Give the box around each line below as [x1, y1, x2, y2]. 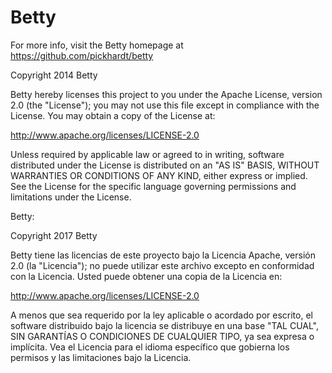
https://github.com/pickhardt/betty [10, 49, 154, 61]
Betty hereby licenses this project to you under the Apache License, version [10, 88, 323, 100]
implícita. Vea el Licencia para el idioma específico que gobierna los [10, 341, 290, 353]
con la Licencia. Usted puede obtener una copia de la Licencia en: [10, 270, 283, 282]
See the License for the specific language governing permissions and [10, 180, 297, 192]
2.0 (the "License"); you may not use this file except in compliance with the [10, 99, 320, 111]
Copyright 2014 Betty [10, 69, 98, 81]
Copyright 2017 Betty [10, 229, 98, 241]
